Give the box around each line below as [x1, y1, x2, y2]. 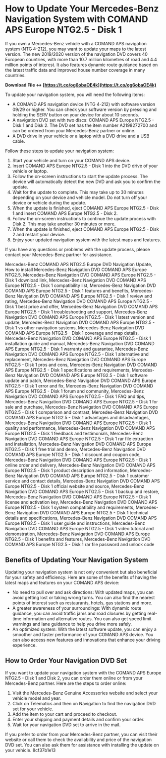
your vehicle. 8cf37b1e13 [5, 747, 56, 753]
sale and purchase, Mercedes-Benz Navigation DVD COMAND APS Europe [5, 404, 158, 410]
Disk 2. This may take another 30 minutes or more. [12, 221, 116, 227]
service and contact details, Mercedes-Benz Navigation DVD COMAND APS [5, 478, 160, 484]
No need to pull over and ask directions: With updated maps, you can [12, 589, 154, 595]
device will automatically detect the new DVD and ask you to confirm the [12, 179, 161, 185]
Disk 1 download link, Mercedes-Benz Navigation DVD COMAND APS [5, 277, 146, 283]
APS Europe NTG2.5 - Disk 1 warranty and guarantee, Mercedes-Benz [5, 346, 149, 352]
